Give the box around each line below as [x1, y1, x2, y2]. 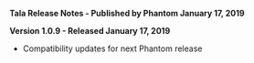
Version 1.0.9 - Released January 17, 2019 [9, 26, 171, 36]
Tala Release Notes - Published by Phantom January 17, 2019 [9, 8, 245, 18]
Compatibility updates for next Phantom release [22, 43, 203, 54]
